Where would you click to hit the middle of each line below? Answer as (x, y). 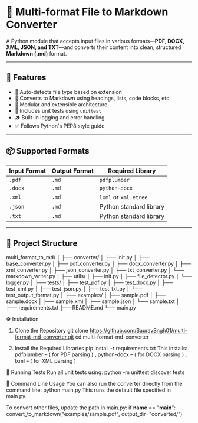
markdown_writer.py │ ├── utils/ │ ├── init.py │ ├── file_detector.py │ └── (99, 276)
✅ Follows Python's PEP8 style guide (60, 126)
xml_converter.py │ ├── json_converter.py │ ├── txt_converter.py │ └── (95, 270)
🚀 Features (26, 78)
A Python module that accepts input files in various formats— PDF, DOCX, (95, 41)
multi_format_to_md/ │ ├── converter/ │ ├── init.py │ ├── (78, 258)
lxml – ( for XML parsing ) (45, 361)
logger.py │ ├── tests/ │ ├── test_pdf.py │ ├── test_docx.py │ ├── (90, 282)
